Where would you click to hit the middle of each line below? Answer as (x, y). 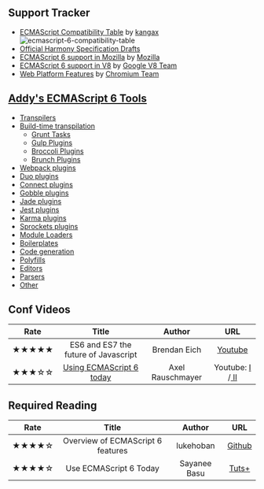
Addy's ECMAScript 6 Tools (77, 99)
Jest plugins (39, 209)
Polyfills (32, 260)
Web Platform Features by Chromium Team (89, 73)
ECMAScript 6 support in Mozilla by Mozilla (90, 57)
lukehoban (196, 446)
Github (240, 446)
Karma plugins (43, 218)
